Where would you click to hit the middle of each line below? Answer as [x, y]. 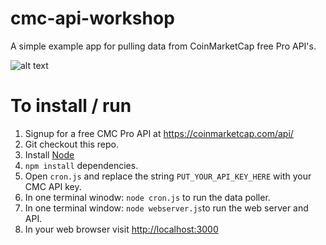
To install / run [71, 106]
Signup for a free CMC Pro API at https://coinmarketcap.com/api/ [159, 133]
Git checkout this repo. [71, 144]
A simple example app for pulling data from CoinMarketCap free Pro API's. [163, 46]
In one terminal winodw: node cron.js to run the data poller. [147, 197]
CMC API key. [53, 186]
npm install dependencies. [81, 165]
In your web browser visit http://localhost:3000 [121, 229]
